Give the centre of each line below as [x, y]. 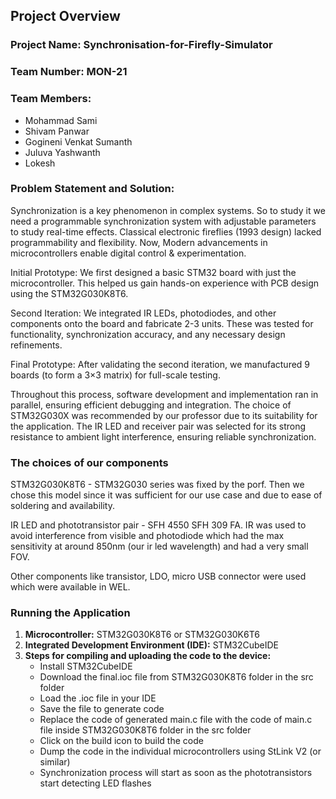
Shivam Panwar [57, 131]
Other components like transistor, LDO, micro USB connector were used [158, 576]
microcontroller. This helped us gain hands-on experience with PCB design [165, 283]
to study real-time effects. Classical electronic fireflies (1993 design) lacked [166, 231]
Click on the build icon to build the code [121, 741]
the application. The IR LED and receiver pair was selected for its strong [158, 426]
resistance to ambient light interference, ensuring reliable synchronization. [163, 436]
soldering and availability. [62, 506]
